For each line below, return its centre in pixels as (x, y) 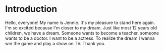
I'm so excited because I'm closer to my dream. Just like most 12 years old (81, 27)
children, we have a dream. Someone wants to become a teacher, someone (82, 33)
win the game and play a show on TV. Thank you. (55, 43)
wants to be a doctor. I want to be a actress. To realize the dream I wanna (80, 38)
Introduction (31, 9)
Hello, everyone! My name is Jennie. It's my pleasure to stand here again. (80, 23)
